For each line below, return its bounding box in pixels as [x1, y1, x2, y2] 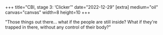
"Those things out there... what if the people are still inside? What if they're [5, 19, 158, 25]
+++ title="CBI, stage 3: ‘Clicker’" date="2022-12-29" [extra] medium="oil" [5, 4, 158, 10]
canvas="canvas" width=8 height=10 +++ [5, 9, 90, 15]
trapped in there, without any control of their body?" [5, 24, 111, 30]
